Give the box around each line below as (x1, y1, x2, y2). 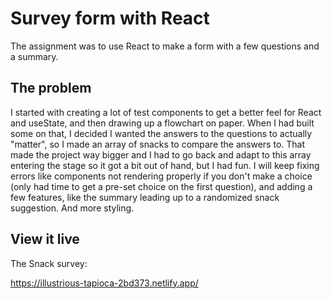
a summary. (10, 50, 59, 62)
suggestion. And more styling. (10, 202, 135, 214)
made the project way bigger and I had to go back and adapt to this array (10, 148, 312, 161)
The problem (10, 80, 92, 97)
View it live (10, 231, 80, 248)
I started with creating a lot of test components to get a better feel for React (10, 106, 322, 118)
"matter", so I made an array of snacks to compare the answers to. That (10, 138, 306, 150)
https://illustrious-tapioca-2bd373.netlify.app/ (10, 277, 199, 289)
